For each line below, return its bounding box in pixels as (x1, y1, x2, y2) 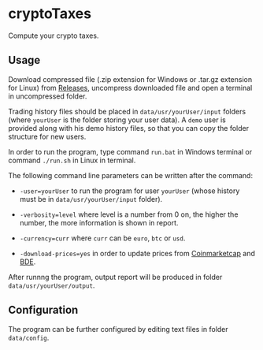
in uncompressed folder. (8, 91, 87, 101)
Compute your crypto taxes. (8, 31, 99, 40)
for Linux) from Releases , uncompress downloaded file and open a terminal (8, 83, 253, 92)
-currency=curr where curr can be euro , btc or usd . (19, 233, 186, 243)
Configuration (8, 303, 79, 317)
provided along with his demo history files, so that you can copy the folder (8, 123, 250, 132)
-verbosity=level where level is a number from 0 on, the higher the (19, 210, 239, 219)
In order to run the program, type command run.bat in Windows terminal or (8, 147, 253, 156)
